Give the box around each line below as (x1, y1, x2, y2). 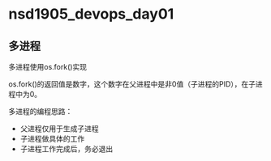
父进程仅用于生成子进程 (19, 124, 99, 133)
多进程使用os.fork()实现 (8, 62, 88, 71)
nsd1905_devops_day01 (8, 5, 174, 23)
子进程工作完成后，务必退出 (19, 144, 114, 154)
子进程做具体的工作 (19, 134, 85, 143)
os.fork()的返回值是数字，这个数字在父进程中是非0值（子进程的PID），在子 (8, 79, 256, 89)
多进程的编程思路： (8, 107, 73, 116)
